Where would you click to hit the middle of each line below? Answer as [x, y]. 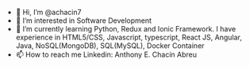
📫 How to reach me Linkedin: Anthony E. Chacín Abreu [106, 54]
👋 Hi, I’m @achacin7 [48, 12]
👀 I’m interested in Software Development [84, 20]
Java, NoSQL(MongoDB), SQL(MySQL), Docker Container [110, 46]
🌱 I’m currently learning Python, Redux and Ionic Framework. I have [126, 29]
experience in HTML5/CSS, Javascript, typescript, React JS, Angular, [129, 37]
